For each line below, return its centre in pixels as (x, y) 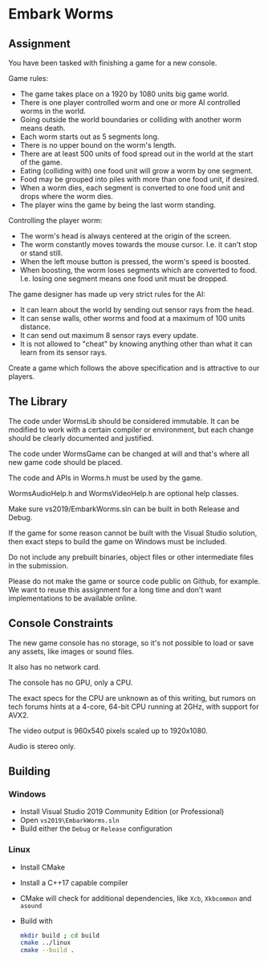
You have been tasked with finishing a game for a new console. (113, 63)
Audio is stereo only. (42, 746)
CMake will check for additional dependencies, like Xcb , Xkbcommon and (136, 898)
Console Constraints (61, 623)
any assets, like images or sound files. (71, 651)
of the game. (41, 162)
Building (29, 772)
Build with (37, 921)
